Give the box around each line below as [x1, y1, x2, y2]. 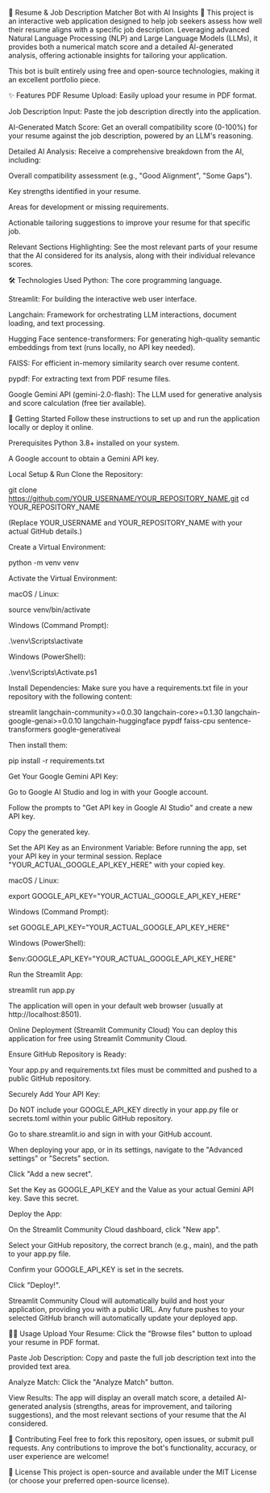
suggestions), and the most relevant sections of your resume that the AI [8, 1411, 247, 1419]
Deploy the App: [8, 1209, 62, 1218]
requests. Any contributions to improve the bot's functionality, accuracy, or [8, 1443, 257, 1453]
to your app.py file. [8, 1249, 71, 1259]
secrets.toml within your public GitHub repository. [8, 1114, 173, 1123]
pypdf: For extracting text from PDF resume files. [8, 374, 171, 383]
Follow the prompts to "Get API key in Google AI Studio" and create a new [8, 803, 253, 812]
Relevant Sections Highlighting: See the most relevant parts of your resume [8, 243, 258, 251]
